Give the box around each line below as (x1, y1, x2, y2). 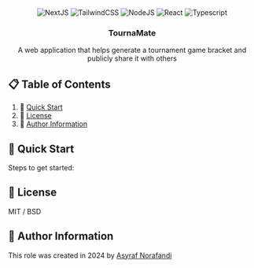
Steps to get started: (8, 162, 75, 172)
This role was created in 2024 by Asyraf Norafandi (8, 251, 172, 260)
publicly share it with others (87, 54, 177, 63)
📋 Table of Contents (8, 77, 112, 91)
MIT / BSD (8, 207, 42, 216)
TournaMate (108, 27, 156, 38)
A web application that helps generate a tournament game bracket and (17, 46, 247, 55)
